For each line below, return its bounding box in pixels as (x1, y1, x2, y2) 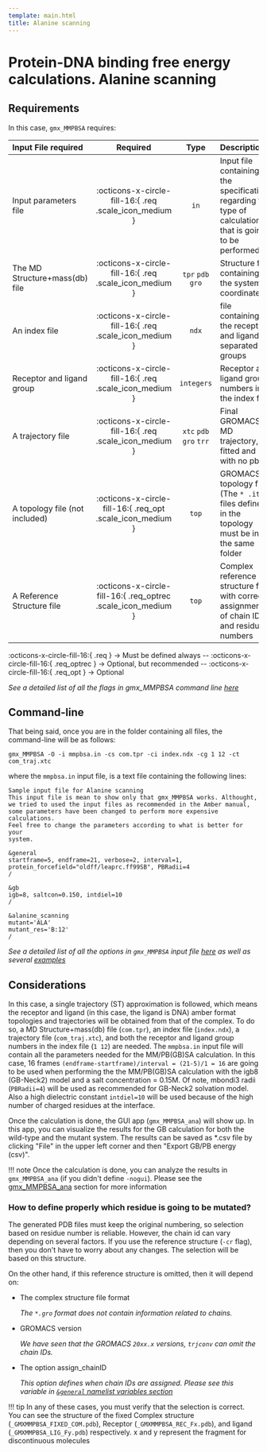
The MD (12, 262, 42, 273)
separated (219, 339, 258, 350)
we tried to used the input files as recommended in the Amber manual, (8, 800, 250, 809)
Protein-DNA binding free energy (8, 53, 231, 72)
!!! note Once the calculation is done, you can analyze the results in (8, 1165, 228, 1175)
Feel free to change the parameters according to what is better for (8, 822, 244, 830)
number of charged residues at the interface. (8, 1101, 156, 1110)
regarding (219, 195, 257, 206)
